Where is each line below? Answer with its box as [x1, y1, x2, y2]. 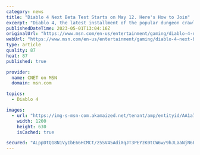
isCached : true [17, 129, 55, 135]
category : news [6, 8, 44, 15]
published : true [6, 58, 46, 64]
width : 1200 [17, 118, 46, 124]
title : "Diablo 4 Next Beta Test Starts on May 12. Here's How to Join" [6, 14, 190, 20]
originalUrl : [6, 31, 39, 37]
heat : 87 [6, 53, 28, 59]
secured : [6, 140, 28, 146]
